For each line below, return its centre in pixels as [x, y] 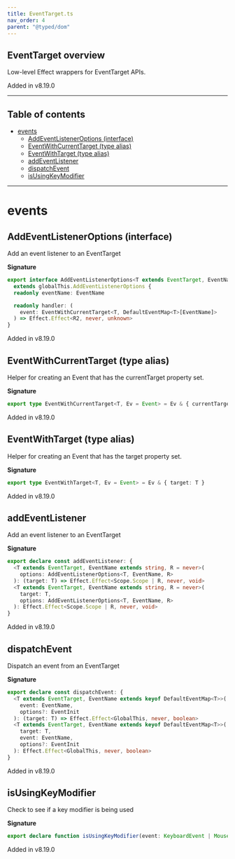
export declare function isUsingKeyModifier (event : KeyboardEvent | [109, 836]
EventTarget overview [56, 55]
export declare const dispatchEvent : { [65, 692]
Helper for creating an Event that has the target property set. [94, 456]
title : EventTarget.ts [40, 14]
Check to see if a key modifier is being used [71, 810]
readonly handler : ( [43, 306]
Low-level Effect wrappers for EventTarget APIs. [77, 72]
